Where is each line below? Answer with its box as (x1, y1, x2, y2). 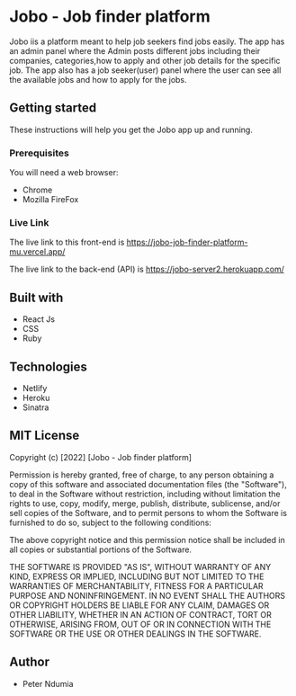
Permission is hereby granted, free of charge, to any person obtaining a (9, 469, 274, 480)
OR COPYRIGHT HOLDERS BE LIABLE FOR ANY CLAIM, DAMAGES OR (9, 600, 270, 611)
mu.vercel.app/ (9, 246, 66, 257)
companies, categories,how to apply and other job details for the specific (9, 55, 281, 66)
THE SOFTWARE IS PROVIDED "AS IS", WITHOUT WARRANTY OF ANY (9, 561, 272, 572)
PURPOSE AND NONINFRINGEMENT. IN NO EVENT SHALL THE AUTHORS (9, 590, 286, 601)
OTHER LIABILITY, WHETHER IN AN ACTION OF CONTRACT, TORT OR (9, 609, 272, 620)
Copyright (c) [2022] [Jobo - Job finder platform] (9, 451, 192, 462)
